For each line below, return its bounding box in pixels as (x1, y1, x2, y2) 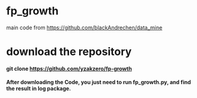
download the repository (6, 45, 132, 59)
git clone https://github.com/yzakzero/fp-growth (6, 65, 132, 72)
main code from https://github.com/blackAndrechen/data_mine (6, 24, 163, 31)
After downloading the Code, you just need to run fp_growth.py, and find (6, 79, 191, 86)
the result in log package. (6, 85, 71, 92)
